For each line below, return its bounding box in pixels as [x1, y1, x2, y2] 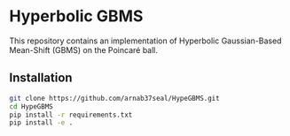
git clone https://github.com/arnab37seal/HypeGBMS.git [9, 94, 220, 102]
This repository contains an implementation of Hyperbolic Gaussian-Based [9, 35, 282, 46]
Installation [9, 71, 73, 86]
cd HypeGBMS [9, 102, 53, 111]
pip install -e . [9, 118, 74, 127]
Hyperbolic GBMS [9, 6, 144, 26]
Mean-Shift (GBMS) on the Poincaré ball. [9, 44, 158, 55]
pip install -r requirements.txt [9, 110, 133, 119]
